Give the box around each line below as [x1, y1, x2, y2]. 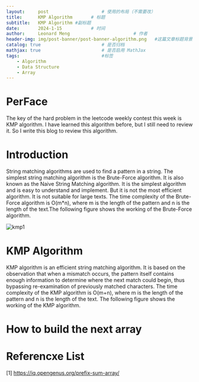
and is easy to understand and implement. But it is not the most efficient [6, 187, 182, 194]
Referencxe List [6, 350, 85, 363]
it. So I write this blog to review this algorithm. [6, 127, 118, 134]
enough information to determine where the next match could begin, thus [6, 277, 185, 284]
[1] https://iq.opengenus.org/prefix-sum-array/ [6, 370, 120, 377]
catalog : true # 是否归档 [6, 42, 125, 48]
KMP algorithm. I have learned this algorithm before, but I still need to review [6, 121, 193, 128]
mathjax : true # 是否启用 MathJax [6, 48, 146, 53]
